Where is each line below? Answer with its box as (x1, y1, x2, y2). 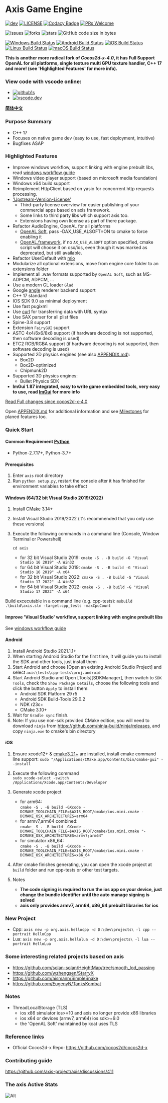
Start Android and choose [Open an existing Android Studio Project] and (12, 664, 162, 670)
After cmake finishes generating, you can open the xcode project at (12, 861, 152, 868)
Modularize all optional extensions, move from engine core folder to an (12, 260, 159, 266)
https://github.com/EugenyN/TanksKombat (12, 980, 101, 987)
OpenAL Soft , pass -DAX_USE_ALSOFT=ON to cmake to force (20, 228, 148, 234)
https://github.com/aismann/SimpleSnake (12, 975, 99, 981)
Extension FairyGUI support (12, 325, 70, 331)
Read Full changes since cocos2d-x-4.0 (5, 399, 88, 405)
